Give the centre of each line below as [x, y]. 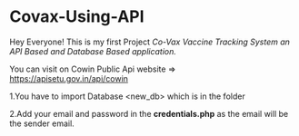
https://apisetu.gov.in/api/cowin [69, 78]
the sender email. [42, 123]
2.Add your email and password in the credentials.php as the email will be [149, 113]
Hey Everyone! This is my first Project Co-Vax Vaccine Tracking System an [150, 42]
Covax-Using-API [77, 17]
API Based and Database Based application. [93, 51]
